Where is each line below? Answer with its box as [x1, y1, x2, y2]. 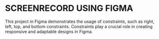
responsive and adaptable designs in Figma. [5, 29, 93, 34]
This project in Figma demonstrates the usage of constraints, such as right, [5, 19, 155, 24]
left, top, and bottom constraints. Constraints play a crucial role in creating [5, 23, 153, 29]
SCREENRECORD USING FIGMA [5, 3, 133, 14]
